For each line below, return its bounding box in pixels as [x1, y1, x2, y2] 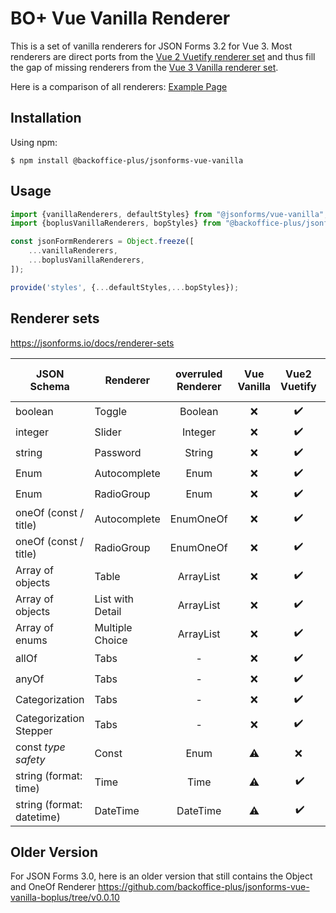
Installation [10, 110, 82, 127]
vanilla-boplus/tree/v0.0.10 [10, 892, 120, 904]
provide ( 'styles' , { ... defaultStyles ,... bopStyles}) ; [10, 282, 240, 292]
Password [94, 446, 142, 459]
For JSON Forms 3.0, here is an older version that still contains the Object [10, 870, 313, 882]
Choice [94, 633, 128, 647]
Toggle [94, 405, 128, 418]
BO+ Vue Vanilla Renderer [10, 7, 231, 30]
